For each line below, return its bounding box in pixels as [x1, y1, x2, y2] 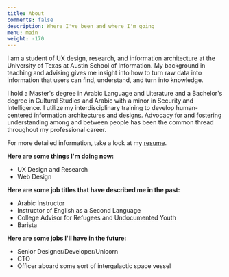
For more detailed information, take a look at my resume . [7, 139, 167, 147]
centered [7, 111, 33, 120]
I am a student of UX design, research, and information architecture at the [7, 54, 216, 62]
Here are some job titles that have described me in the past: [7, 186, 180, 194]
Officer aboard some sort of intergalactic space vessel [16, 262, 171, 270]
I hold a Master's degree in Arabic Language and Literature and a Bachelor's [7, 90, 223, 98]
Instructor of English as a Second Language [16, 207, 141, 215]
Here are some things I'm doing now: [7, 152, 114, 161]
